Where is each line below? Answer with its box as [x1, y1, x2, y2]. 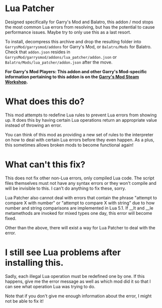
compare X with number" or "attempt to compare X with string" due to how [5, 200, 155, 206]
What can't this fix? [5, 159, 86, 170]
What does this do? [5, 96, 85, 107]
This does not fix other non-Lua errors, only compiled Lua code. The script [5, 175, 154, 181]
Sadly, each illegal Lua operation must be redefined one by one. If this [5, 273, 145, 279]
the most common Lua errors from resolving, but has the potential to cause [5, 24, 155, 30]
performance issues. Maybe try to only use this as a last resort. [5, 29, 131, 35]
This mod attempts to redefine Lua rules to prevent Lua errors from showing [5, 112, 157, 118]
